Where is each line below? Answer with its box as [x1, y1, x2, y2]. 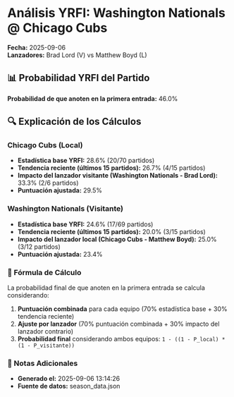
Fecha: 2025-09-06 [7, 43, 66, 51]
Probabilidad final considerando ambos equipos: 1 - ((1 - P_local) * [17, 335, 226, 343]
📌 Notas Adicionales [7, 358, 78, 368]
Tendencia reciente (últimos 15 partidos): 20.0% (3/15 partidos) [17, 227, 206, 236]
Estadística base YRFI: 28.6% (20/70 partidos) [17, 157, 155, 165]
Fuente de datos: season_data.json [17, 382, 121, 391]
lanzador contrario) [17, 327, 74, 336]
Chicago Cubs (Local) [7, 140, 83, 150]
